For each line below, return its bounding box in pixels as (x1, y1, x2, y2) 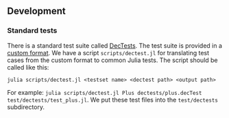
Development (7, 5, 67, 17)
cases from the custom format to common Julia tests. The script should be (7, 56, 218, 64)
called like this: (7, 63, 49, 71)
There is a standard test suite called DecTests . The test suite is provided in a (7, 41, 223, 50)
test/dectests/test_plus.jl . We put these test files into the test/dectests (7, 95, 218, 104)
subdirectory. (7, 102, 45, 111)
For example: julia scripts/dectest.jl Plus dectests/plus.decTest (7, 88, 202, 96)
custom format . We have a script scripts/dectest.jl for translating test (7, 48, 210, 57)
